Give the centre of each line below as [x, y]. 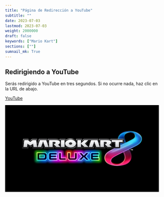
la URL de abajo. [21, 89]
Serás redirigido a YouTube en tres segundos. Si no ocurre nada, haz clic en [81, 84]
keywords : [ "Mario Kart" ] [31, 42]
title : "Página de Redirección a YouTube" [49, 10]
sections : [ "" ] [20, 46]
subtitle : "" [18, 15]
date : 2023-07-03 [23, 21]
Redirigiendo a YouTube [42, 72]
